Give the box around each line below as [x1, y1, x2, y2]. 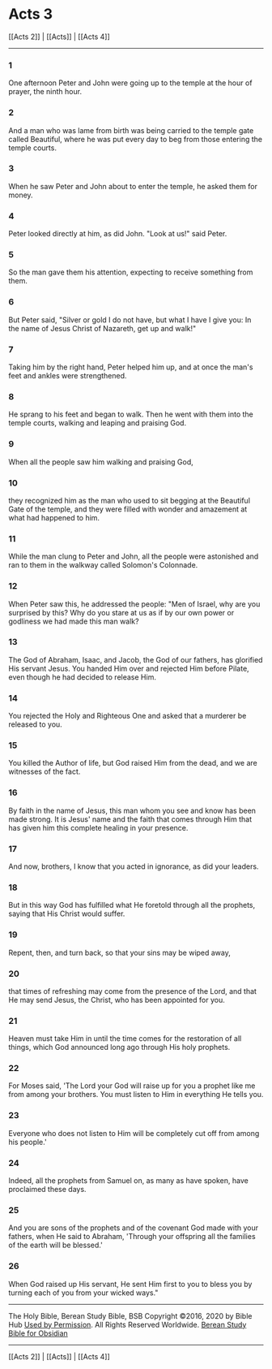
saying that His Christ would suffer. [8, 909, 125, 918]
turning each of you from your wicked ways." [8, 1288, 159, 1298]
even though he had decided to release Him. [8, 672, 156, 682]
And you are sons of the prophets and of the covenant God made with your [8, 1223, 259, 1233]
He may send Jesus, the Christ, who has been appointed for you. [8, 995, 225, 1004]
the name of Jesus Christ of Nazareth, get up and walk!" [8, 323, 197, 333]
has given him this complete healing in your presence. [8, 823, 189, 832]
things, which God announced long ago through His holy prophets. [8, 1043, 231, 1052]
